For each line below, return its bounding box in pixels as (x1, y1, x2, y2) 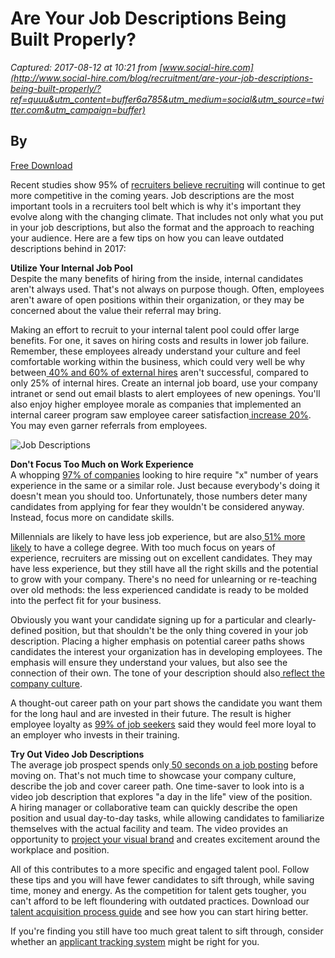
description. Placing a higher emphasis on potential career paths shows (10, 635, 306, 647)
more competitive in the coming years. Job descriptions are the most (10, 189, 295, 201)
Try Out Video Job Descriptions (10, 748, 145, 760)
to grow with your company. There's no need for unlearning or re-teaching (10, 573, 318, 585)
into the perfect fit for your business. (10, 594, 162, 606)
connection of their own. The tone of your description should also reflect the (10, 667, 326, 679)
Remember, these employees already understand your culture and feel (10, 345, 301, 357)
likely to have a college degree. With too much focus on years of (10, 541, 276, 553)
